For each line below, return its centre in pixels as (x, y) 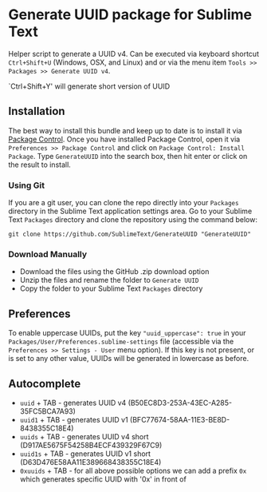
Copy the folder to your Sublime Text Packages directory (111, 288)
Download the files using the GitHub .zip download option (114, 272)
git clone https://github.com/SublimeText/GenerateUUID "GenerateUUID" (130, 234)
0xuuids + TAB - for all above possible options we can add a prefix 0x (133, 470)
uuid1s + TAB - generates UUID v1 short (85, 454)
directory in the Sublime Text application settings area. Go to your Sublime (130, 211)
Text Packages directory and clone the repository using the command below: (133, 220)
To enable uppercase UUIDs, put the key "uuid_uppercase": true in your (127, 333)
